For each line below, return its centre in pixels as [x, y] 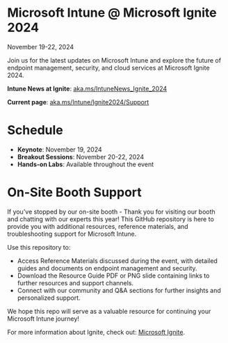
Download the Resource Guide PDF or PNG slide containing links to [113, 276]
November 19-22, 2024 [41, 47]
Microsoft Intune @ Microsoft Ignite [112, 13]
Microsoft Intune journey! [43, 319]
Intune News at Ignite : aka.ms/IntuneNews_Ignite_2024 [87, 88]
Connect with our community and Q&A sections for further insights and [119, 290]
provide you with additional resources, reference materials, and [98, 226]
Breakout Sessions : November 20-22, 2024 [81, 157]
